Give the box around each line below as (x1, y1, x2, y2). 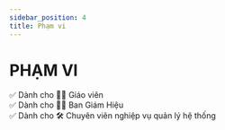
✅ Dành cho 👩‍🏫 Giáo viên (9, 90, 103, 100)
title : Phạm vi (9, 22, 67, 30)
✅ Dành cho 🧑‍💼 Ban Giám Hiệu (9, 100, 124, 110)
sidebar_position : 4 (9, 13, 87, 22)
